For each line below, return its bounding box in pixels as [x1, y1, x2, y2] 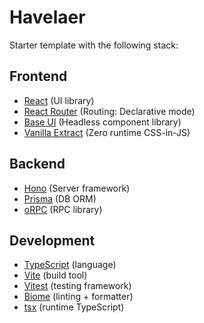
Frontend [9, 68, 68, 85]
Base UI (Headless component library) [23, 116, 182, 128]
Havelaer [9, 6, 86, 29]
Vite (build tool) [23, 269, 88, 281]
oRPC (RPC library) [23, 203, 103, 215]
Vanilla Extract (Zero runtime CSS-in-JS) [23, 126, 191, 138]
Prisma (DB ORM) [23, 192, 97, 205]
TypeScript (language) [23, 259, 117, 271]
